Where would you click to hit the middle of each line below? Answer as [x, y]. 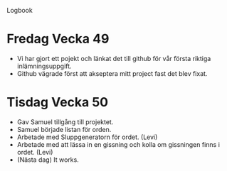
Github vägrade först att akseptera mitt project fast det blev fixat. [112, 73]
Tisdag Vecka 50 [57, 103]
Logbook [20, 10]
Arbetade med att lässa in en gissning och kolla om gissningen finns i [118, 144]
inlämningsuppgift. [44, 66]
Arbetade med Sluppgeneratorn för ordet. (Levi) [87, 137]
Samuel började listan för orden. [64, 129]
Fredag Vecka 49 [58, 39]
